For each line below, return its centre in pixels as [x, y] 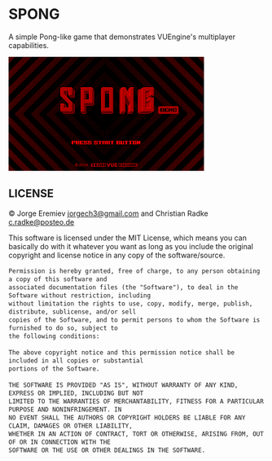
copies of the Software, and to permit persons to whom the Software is [134, 320]
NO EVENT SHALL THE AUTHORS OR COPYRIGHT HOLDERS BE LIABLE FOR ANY [127, 417]
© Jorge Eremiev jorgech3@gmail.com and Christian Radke [109, 213]
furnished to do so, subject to [63, 328]
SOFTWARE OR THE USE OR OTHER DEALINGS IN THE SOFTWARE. [107, 450]
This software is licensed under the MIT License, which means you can [127, 238]
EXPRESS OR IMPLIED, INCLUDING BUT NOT [76, 393]
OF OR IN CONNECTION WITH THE [60, 442]
